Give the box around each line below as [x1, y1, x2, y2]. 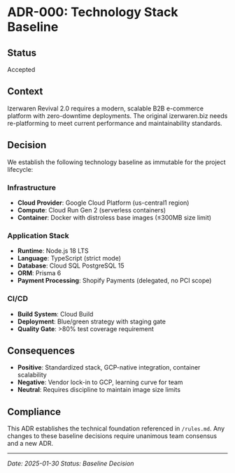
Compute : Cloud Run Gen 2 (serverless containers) [17, 205, 166, 214]
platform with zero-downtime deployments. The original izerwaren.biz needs [7, 111, 228, 119]
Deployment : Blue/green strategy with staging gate [17, 317, 166, 326]
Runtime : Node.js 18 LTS [17, 247, 89, 255]
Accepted [7, 66, 36, 73]
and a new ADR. [7, 439, 54, 448]
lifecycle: [7, 165, 34, 173]
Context [7, 85, 43, 98]
